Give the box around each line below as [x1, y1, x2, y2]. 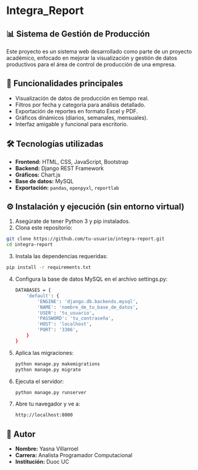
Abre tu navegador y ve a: [15, 400, 80, 408]
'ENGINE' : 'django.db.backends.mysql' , [37, 298, 139, 304]
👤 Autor [6, 429, 36, 439]
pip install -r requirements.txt [6, 264, 91, 271]
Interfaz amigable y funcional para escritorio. [15, 120, 129, 128]
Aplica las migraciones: [15, 349, 74, 356]
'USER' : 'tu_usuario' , [37, 310, 95, 316]
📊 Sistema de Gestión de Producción [6, 29, 150, 39]
